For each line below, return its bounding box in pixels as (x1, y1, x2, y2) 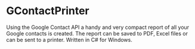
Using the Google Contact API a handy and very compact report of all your (6, 24, 190, 31)
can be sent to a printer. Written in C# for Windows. (6, 36, 132, 43)
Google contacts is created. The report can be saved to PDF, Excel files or (6, 30, 188, 37)
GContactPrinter (6, 4, 89, 18)
